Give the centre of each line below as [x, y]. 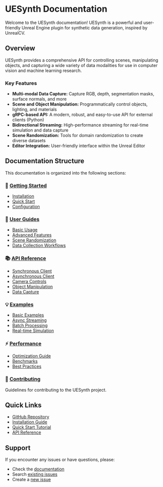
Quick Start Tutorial [31, 427]
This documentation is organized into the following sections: [66, 173]
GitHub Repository [31, 417]
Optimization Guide [31, 356]
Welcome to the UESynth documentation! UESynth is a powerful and [74, 22]
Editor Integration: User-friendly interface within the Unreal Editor [79, 146]
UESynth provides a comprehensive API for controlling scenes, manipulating [82, 60]
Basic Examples [28, 315]
